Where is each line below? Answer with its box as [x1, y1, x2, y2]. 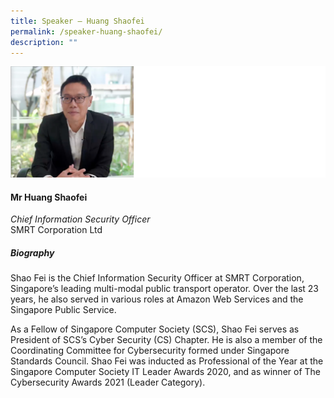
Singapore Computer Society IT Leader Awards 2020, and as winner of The [10, 366, 321, 378]
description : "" [10, 37, 78, 47]
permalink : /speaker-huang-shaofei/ [10, 26, 163, 37]
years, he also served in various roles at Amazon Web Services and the [10, 293, 304, 305]
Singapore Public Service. [10, 304, 117, 316]
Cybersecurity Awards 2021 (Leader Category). [10, 376, 206, 389]
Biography [10, 246, 55, 259]
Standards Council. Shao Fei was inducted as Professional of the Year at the [10, 355, 324, 367]
